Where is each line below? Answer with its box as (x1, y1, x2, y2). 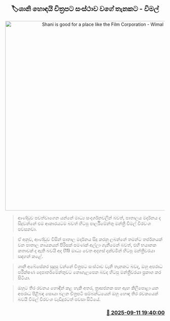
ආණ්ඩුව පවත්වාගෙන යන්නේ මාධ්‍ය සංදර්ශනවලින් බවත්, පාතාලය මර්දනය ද (17, 214, 161, 220)
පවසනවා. (17, 226, 37, 232)
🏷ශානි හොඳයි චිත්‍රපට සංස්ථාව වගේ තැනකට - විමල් (11, 5, 159, 13)
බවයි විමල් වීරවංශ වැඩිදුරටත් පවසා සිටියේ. (17, 296, 101, 302)
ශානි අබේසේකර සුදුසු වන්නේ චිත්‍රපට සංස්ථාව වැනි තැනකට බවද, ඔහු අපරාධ (17, 263, 163, 269)
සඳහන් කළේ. (17, 253, 43, 259)
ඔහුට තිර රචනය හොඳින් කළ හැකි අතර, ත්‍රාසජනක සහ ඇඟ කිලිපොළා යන (17, 285, 159, 291)
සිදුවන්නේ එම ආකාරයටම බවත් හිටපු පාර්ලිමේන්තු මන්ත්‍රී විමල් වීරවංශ (17, 220, 151, 226)
